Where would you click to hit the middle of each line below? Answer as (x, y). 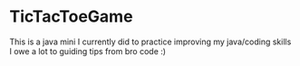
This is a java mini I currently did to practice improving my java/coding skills (150, 42)
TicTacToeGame (71, 17)
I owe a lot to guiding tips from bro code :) (87, 51)
